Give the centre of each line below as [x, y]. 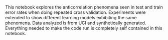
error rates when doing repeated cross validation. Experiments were [75, 12]
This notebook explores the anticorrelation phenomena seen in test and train [84, 7]
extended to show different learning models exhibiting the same [71, 18]
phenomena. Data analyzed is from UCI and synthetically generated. [76, 23]
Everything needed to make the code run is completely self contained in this [84, 28]
